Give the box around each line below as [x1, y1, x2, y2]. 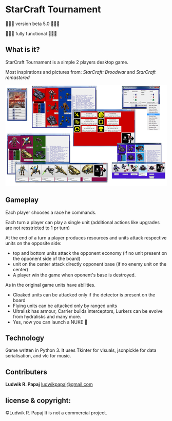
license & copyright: [5, 396, 71, 405]
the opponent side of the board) [12, 255, 81, 262]
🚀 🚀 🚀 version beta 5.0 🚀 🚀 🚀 [5, 21, 60, 27]
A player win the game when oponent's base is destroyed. [12, 272, 136, 278]
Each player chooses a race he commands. [5, 209, 97, 215]
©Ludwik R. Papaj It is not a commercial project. [5, 410, 107, 416]
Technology [5, 333, 45, 342]
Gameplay [5, 196, 39, 205]
